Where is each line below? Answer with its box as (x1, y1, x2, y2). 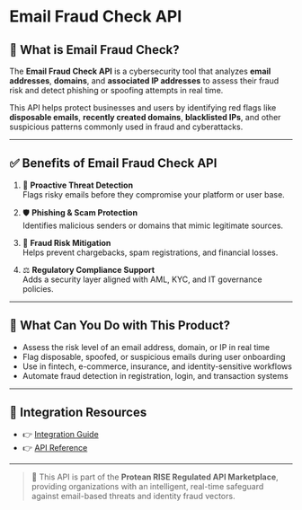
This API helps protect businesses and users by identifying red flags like (9, 102, 277, 113)
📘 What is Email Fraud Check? (9, 42, 180, 57)
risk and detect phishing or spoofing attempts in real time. (9, 85, 224, 95)
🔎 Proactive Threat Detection (22, 180, 133, 190)
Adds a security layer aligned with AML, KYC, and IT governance (22, 274, 262, 285)
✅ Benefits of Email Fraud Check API (9, 155, 218, 171)
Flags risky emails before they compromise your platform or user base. (22, 189, 285, 199)
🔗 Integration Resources (9, 405, 147, 420)
